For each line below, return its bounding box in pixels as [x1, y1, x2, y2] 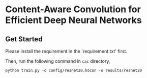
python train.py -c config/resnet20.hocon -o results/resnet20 [5, 68, 142, 73]
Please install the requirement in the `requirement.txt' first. [5, 48, 128, 54]
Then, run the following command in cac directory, [5, 58, 110, 64]
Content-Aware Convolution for [5, 4, 141, 15]
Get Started [5, 35, 43, 43]
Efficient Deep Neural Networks [5, 14, 142, 26]
